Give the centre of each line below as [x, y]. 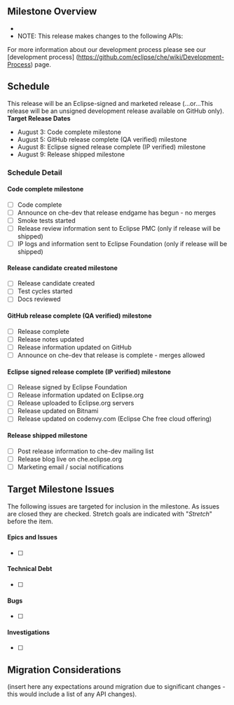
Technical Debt [30, 569]
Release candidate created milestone [62, 268]
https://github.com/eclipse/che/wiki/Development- [151, 57]
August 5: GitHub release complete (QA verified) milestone [102, 139]
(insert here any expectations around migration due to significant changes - [116, 687]
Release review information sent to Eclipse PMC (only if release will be [119, 228]
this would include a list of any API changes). [72, 694]
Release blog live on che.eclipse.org [70, 459]
